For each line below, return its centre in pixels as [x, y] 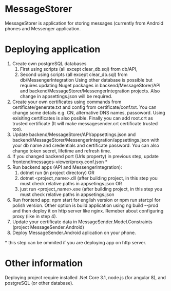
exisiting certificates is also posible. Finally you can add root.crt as [83, 118]
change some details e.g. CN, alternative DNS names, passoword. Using [89, 112]
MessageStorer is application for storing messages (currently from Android [84, 23]
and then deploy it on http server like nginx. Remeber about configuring [88, 210]
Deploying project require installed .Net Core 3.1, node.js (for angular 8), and [85, 277]
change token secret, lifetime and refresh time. [62, 151]
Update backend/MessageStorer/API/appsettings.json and [74, 134]
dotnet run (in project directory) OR [57, 172]
